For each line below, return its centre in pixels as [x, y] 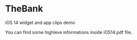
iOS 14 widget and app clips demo [40, 22]
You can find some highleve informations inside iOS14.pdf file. [69, 32]
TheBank [24, 9]
